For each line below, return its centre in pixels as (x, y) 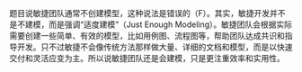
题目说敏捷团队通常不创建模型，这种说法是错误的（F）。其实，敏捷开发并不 (147, 13)
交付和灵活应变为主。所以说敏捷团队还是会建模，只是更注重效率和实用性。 (147, 58)
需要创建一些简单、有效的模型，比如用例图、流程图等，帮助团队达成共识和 (147, 36)
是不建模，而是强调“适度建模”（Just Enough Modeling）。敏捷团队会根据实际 (151, 24)
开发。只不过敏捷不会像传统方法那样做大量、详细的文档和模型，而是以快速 (155, 47)
